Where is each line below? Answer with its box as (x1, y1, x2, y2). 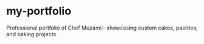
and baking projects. (6, 30, 58, 37)
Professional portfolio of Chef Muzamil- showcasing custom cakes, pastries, (6, 24, 198, 31)
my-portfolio (6, 4, 72, 18)
